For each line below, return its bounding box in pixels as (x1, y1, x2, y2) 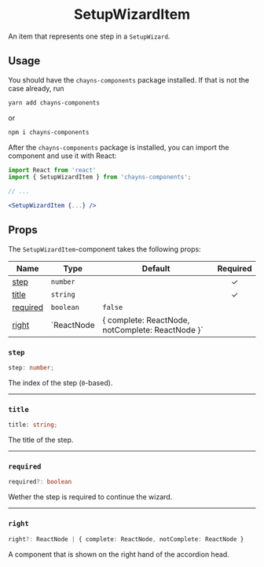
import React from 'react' (8, 166, 97, 174)
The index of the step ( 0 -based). (8, 377, 113, 387)
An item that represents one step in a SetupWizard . (8, 31, 170, 41)
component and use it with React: (8, 151, 117, 160)
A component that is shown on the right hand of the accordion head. (8, 549, 229, 559)
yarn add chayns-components (8, 98, 101, 107)
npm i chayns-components (8, 128, 90, 136)
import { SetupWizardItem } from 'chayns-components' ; (8, 173, 192, 182)
